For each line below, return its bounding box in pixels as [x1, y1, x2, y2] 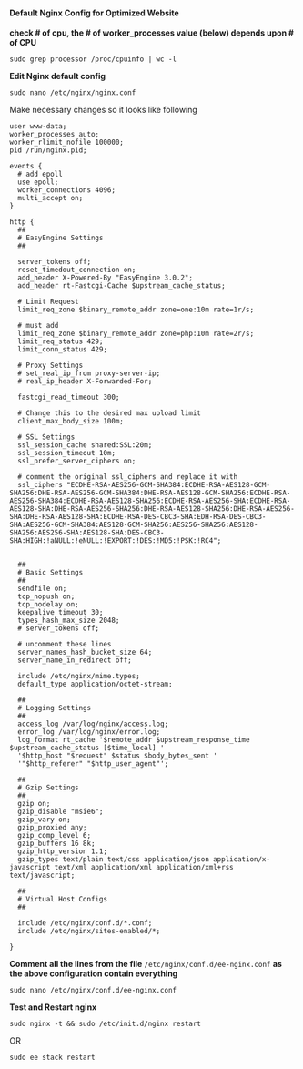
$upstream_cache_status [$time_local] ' [9, 743, 166, 753]
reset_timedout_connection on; [17, 265, 136, 275]
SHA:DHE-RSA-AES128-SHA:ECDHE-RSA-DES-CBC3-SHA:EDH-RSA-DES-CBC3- [9, 513, 267, 522]
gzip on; [17, 799, 51, 809]
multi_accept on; [17, 194, 84, 203]
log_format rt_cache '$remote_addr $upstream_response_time [17, 736, 250, 745]
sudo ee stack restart [9, 1053, 96, 1063]
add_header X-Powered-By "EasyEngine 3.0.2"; [17, 273, 194, 282]
